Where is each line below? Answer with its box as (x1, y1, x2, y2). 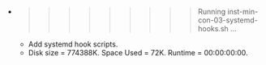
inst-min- (226, 7, 259, 16)
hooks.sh (197, 24, 229, 33)
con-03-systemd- (197, 15, 258, 25)
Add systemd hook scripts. (28, 39, 118, 49)
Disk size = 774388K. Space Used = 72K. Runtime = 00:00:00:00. (28, 48, 249, 57)
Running (197, 7, 226, 16)
